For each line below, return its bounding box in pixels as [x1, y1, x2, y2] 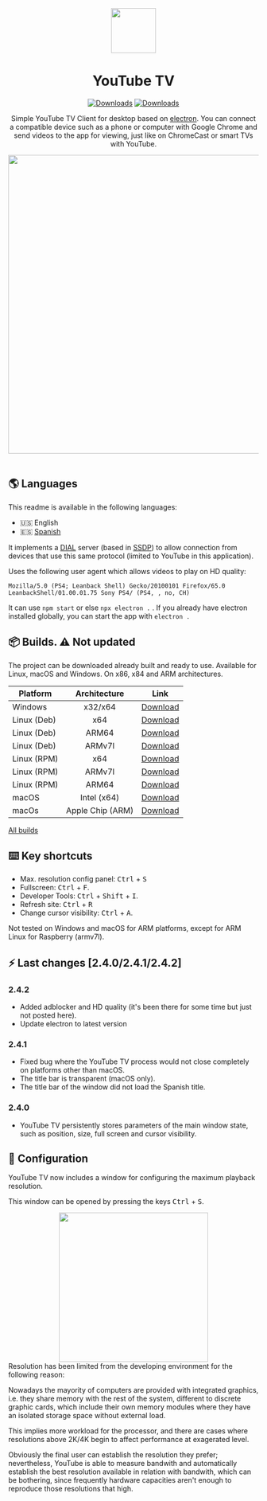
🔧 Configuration [8, 1152, 89, 1166]
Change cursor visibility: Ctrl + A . [19, 908, 133, 918]
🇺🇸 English [19, 518, 59, 527]
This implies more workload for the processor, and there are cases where [8, 1426, 249, 1436]
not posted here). [19, 1010, 77, 1020]
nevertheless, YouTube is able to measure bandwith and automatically [8, 1459, 238, 1468]
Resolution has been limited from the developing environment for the [8, 1362, 233, 1371]
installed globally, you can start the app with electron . [8, 611, 191, 620]
